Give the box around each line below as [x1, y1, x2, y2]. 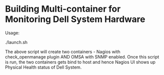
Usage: [5, 30, 20, 36]
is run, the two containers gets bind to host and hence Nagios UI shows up [5, 59, 156, 65]
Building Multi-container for [5, 3, 121, 15]
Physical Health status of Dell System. [5, 64, 82, 70]
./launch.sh [5, 39, 28, 45]
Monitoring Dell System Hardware [5, 14, 145, 25]
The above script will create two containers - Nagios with [5, 49, 121, 55]
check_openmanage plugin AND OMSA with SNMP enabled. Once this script [5, 54, 160, 59]
